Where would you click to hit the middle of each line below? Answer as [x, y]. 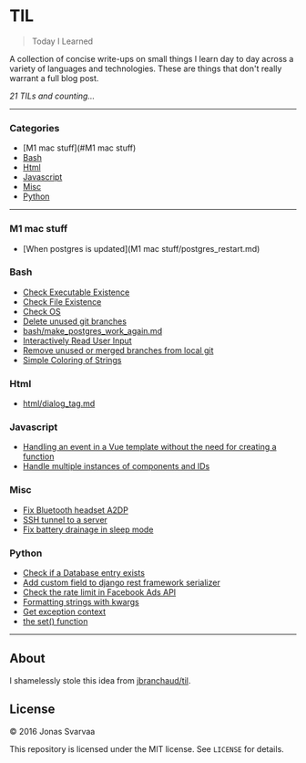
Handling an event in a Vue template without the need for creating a [149, 447]
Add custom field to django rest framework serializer [121, 583]
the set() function [55, 622]
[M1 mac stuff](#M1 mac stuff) [79, 148]
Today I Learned [62, 41]
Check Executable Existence [76, 292]
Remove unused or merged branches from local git [118, 350]
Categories [35, 128]
